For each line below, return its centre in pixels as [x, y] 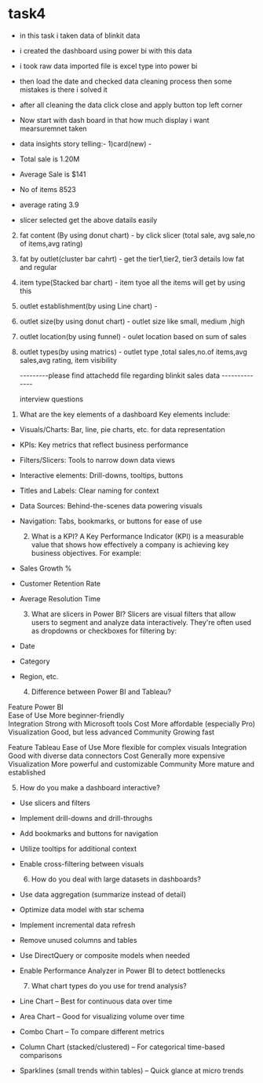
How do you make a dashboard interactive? [90, 787]
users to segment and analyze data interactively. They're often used [141, 622]
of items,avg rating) [51, 243]
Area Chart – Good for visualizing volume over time [102, 1016]
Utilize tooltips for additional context [78, 848]
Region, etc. [39, 676]
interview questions [51, 399]
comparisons [41, 1055]
